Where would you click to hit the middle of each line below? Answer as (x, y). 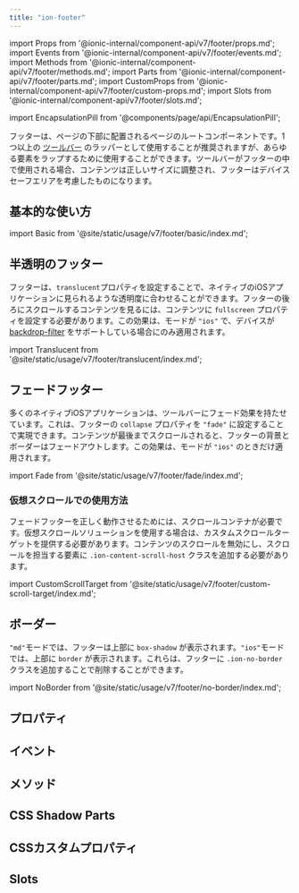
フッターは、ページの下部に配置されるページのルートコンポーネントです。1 (147, 136)
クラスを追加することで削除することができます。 (99, 670)
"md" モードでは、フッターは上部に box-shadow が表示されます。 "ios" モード (147, 647)
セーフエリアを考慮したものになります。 (83, 181)
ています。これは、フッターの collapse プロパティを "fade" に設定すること (146, 424)
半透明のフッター (56, 264)
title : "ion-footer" (48, 17)
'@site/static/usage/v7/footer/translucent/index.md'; (106, 360)
